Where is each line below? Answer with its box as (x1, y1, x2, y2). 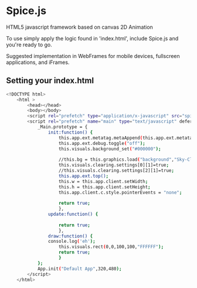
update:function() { (47, 211, 98, 217)
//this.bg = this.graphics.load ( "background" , (58, 157, 175, 162)
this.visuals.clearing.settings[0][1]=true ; (58, 162, 169, 168)
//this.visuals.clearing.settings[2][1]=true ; (58, 168, 175, 174)
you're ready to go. (6, 41, 53, 48)
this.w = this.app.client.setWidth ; (58, 178, 148, 184)
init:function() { (47, 129, 93, 135)
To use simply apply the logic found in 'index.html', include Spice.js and (6, 35, 179, 42)
